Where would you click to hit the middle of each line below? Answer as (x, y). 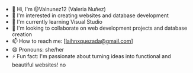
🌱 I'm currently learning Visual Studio (57, 22)
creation (22, 34)
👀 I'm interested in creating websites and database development (90, 15)
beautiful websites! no (39, 65)
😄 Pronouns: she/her (38, 50)
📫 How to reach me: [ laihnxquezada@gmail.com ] (72, 41)
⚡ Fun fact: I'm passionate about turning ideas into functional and (91, 56)
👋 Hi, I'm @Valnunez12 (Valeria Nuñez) (59, 9)
